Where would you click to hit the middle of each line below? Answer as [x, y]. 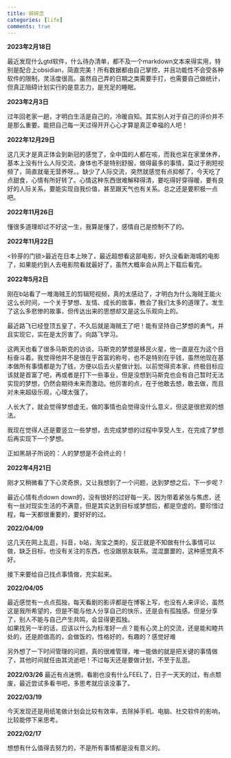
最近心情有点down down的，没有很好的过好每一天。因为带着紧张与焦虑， [111, 498]
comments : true [29, 26]
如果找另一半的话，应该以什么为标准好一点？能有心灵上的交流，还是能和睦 [112, 628]
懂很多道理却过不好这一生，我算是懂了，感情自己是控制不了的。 [97, 227]
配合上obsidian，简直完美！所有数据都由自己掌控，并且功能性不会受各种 [121, 70]
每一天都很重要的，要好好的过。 [64, 515]
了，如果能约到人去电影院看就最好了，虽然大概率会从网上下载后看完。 [107, 265]
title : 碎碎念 [26, 13]
